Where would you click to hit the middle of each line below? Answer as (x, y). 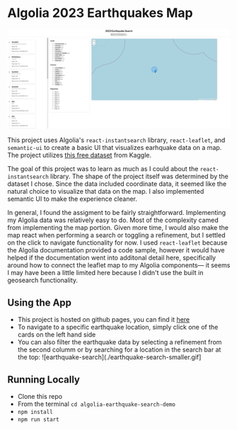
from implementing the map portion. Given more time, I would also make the (118, 228)
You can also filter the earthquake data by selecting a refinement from (120, 342)
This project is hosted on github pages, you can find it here (104, 320)
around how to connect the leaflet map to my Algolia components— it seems (119, 265)
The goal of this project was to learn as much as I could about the (103, 169)
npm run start (38, 419)
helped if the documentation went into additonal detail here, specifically (112, 258)
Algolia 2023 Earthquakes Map (100, 13)
